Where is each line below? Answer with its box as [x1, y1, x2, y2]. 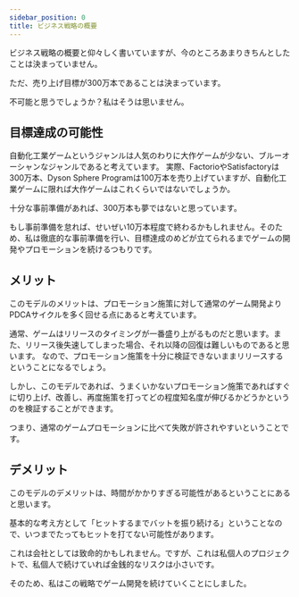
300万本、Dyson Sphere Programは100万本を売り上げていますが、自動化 [9, 172, 279, 183]
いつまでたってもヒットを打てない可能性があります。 [24, 528, 219, 539]
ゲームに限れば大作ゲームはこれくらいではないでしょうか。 [16, 184, 236, 195]
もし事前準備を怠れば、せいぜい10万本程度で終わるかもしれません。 [9, 222, 261, 232]
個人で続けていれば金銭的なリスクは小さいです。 [39, 559, 220, 569]
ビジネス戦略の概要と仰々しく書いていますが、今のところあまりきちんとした [9, 46, 291, 58]
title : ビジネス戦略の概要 [9, 21, 98, 30]
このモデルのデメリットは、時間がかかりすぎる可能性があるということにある [9, 487, 291, 498]
